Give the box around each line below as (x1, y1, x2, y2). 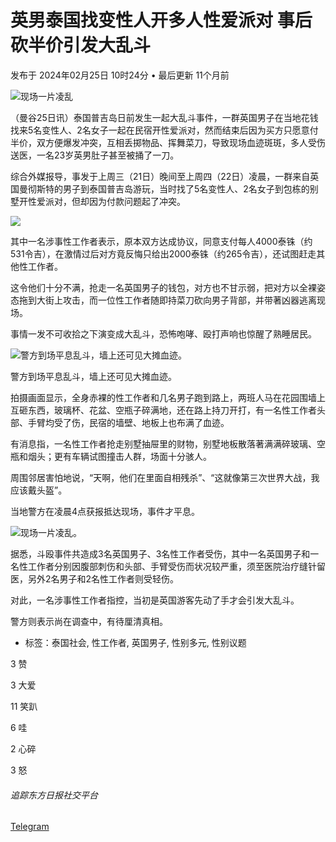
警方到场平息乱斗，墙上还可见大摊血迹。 (10, 370, 177, 382)
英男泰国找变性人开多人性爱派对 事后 (10, 9, 313, 32)
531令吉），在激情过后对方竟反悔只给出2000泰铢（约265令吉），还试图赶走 (10, 247, 317, 260)
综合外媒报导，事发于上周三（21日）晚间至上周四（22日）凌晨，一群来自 (10, 170, 311, 182)
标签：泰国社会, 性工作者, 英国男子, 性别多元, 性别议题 (24, 636, 247, 648)
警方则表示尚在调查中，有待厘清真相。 (10, 615, 168, 627)
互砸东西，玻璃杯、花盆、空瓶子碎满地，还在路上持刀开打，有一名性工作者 (10, 404, 317, 416)
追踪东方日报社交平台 (10, 789, 98, 801)
